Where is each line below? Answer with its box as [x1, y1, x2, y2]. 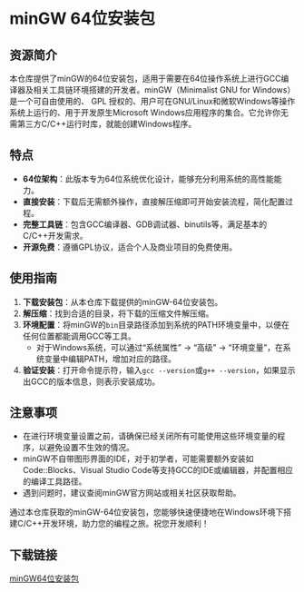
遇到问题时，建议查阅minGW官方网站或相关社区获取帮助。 [22, 488, 241, 498]
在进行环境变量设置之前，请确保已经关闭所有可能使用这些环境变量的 [22, 430, 278, 441]
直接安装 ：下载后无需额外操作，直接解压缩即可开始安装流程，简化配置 [22, 196, 286, 207]
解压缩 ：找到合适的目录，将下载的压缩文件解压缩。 [22, 308, 214, 319]
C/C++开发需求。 [22, 230, 88, 241]
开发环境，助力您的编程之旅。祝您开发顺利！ [42, 518, 211, 529]
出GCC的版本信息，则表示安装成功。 [22, 376, 161, 387]
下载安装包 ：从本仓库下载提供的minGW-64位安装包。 [22, 296, 223, 307]
